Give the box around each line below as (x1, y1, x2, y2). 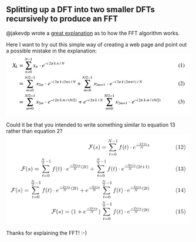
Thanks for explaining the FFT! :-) (6, 230, 87, 237)
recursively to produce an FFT (6, 14, 119, 24)
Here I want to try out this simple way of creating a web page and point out (6, 41, 187, 48)
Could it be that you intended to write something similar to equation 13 (6, 121, 175, 128)
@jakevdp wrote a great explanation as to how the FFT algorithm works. (6, 29, 180, 37)
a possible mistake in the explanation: (6, 47, 97, 54)
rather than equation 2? (6, 127, 63, 134)
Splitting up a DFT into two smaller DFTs (6, 5, 156, 15)
